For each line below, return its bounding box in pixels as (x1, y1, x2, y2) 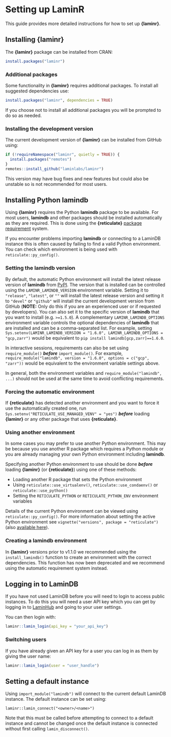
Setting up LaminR (5, 4, 85, 15)
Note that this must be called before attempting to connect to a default (5, 715, 154, 721)
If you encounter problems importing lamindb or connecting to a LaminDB (5, 235, 161, 242)
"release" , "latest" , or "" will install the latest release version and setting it (5, 292, 164, 298)
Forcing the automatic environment (5, 388, 94, 395)
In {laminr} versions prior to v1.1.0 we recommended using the (5, 549, 137, 555)
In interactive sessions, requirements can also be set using (5, 345, 129, 351)
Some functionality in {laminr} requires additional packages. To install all (5, 82, 158, 88)
